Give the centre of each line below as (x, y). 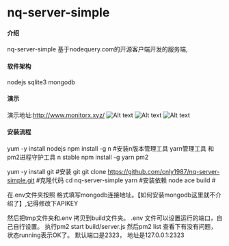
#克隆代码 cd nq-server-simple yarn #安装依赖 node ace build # (126, 180)
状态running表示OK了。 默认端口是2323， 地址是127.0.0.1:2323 (96, 235)
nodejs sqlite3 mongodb (41, 82)
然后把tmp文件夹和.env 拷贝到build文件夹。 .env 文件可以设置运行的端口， (112, 218)
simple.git (21, 180)
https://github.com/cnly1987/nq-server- (164, 172)
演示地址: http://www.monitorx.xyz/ (56, 115)
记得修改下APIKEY (53, 203)
